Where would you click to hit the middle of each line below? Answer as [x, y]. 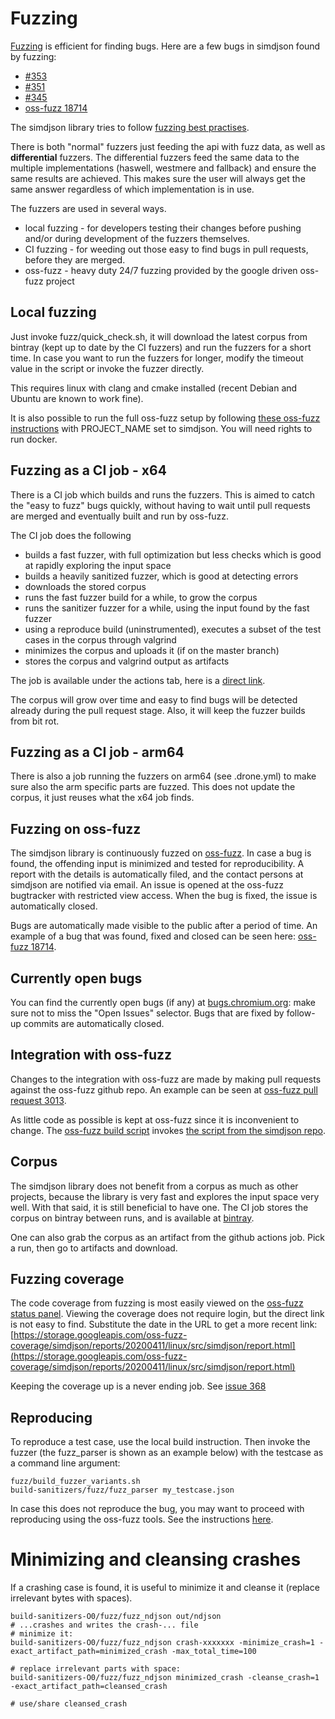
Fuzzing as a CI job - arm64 [97, 752]
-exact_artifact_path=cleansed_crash [89, 1687]
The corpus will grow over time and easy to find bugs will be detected [154, 699]
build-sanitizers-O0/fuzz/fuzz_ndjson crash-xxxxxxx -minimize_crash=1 [162, 1643]
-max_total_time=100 [214, 1652]
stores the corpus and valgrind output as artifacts [127, 661]
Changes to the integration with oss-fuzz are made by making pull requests [166, 1079]
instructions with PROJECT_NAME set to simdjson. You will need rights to [161, 428]
